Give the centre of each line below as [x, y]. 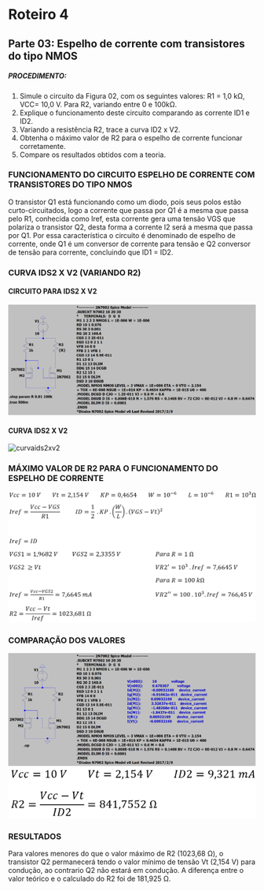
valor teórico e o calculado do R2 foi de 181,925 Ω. [90, 879]
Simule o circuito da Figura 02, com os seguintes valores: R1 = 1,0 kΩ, [132, 95]
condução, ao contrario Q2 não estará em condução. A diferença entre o [126, 870]
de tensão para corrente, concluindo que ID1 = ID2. [91, 252]
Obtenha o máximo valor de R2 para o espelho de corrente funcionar [131, 138]
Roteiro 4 [38, 15]
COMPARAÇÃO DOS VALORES [67, 640]
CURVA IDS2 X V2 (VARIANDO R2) [75, 272]
